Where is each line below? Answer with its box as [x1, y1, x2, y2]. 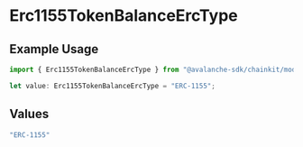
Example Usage [9, 41, 99, 57]
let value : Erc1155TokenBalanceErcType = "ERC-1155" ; [9, 81, 216, 90]
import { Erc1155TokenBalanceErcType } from [9, 65, 179, 74]
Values [9, 106, 50, 122]
